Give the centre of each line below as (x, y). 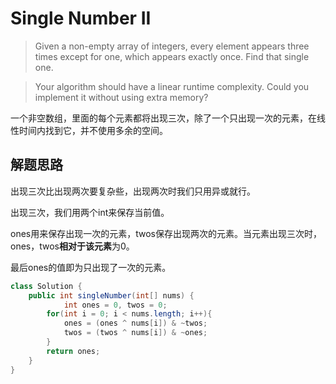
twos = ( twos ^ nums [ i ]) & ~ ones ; (135, 333)
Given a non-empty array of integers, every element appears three (172, 46)
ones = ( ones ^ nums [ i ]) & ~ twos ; (135, 323)
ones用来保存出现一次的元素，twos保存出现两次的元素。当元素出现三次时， (166, 233)
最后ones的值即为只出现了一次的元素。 (91, 267)
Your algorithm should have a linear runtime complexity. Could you (172, 86)
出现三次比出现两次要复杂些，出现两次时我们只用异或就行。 (133, 191)
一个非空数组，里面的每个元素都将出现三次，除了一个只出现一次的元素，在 (163, 118)
